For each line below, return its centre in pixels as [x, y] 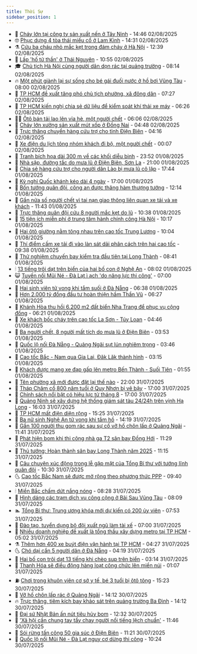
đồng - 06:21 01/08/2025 [45, 313]
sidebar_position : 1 [31, 17]
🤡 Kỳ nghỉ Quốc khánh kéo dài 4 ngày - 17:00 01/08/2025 [84, 181]
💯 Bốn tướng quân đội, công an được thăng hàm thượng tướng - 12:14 [98, 187]
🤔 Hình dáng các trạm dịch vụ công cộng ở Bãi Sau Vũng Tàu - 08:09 [98, 497]
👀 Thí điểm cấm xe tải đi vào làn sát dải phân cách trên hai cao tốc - [97, 244]
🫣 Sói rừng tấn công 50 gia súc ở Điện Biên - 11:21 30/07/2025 [90, 632]
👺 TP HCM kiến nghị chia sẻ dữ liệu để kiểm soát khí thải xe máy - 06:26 [102, 106]
